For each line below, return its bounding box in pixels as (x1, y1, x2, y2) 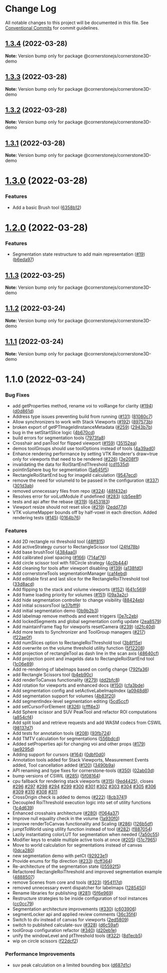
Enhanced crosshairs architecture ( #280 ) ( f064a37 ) (12, 810, 119, 816)
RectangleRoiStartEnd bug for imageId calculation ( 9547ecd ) (12, 472, 137, 478)
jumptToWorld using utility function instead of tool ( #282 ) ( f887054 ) (12, 826, 152, 832)
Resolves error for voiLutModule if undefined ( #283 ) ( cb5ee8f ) (12, 493, 142, 499)
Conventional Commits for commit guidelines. (5, 25, 99, 31)
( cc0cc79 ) (12, 901, 34, 907)
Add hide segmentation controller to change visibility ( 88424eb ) (12, 597, 145, 603)
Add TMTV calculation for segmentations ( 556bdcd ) (12, 735, 120, 742)
